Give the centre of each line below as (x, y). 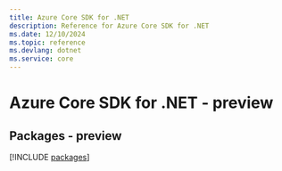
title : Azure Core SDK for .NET (69, 17)
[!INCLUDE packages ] (50, 157)
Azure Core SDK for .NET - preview (141, 103)
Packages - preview (66, 136)
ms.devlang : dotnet (46, 51)
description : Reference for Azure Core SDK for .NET (109, 26)
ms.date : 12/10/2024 (48, 34)
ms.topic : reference (48, 42)
